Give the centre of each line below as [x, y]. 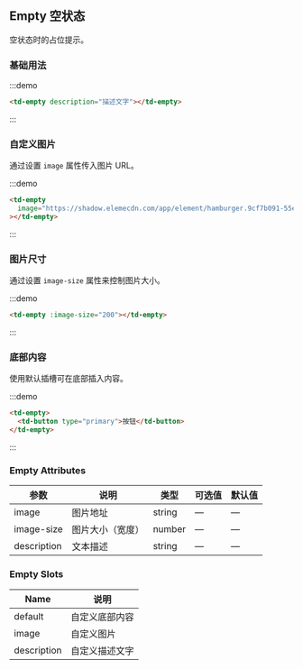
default [29, 616]
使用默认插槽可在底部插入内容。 [69, 379]
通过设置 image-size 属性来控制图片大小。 [87, 280]
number [170, 529]
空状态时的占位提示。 [49, 40]
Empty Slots [37, 574]
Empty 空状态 [47, 16]
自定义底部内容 [102, 617]
